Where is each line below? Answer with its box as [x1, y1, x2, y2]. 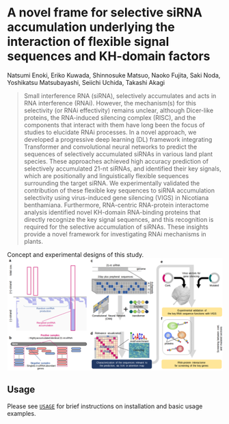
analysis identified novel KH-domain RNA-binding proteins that [23, 208, 201, 216]
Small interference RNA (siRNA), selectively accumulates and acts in [23, 91, 217, 100]
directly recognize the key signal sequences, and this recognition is [23, 215, 214, 223]
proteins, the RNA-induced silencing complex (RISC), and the [23, 113, 196, 121]
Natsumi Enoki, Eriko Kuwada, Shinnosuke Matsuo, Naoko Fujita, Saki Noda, [7, 71, 221, 79]
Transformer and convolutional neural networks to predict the [23, 142, 198, 151]
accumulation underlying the [7, 19, 176, 35]
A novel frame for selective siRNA [7, 5, 203, 21]
